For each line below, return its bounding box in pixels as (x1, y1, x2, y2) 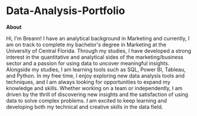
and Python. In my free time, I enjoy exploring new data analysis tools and (6, 72, 185, 79)
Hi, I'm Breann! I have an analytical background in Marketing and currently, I (6, 35, 190, 42)
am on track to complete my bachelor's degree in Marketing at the (6, 41, 166, 48)
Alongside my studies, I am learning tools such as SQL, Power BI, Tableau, (6, 66, 186, 73)
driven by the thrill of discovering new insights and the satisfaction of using (6, 91, 188, 98)
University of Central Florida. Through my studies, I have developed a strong (6, 47, 192, 54)
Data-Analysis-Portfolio (6, 4, 125, 18)
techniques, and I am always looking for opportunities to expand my (6, 78, 171, 86)
